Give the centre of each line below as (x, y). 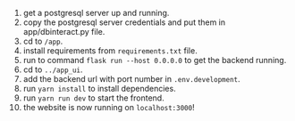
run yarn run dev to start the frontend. (93, 98)
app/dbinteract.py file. (64, 32)
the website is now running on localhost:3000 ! (109, 107)
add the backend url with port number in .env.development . (131, 79)
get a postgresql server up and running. (96, 13)
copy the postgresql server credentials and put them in (124, 22)
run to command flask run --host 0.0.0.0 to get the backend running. (155, 60)
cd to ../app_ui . (53, 69)
